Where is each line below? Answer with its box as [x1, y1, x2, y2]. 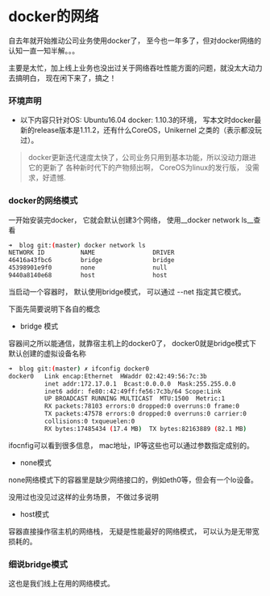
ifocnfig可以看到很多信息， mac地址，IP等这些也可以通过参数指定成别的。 [8, 440, 254, 450]
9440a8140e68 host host [8, 272, 168, 280]
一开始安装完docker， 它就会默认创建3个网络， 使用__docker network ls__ [8, 215, 254, 225]
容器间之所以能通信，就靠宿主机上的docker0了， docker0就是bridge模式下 [8, 338, 256, 348]
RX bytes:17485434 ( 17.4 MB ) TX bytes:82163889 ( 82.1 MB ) [44, 425, 247, 433]
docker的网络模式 [8, 195, 78, 206]
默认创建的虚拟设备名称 [8, 349, 86, 358]
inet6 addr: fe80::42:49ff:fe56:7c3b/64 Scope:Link [44, 387, 222, 395]
